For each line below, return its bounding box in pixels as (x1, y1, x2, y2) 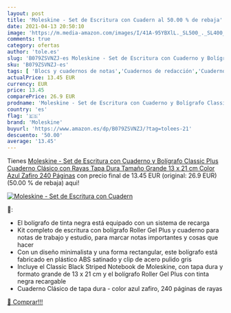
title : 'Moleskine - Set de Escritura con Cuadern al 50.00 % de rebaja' (7, 17, 223, 23)
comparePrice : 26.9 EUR (7, 94, 76, 100)
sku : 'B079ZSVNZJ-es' (7, 61, 69, 68)
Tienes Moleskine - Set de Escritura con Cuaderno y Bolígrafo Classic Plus (7, 157, 219, 165)
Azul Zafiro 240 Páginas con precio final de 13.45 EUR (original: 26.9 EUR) (7, 171, 217, 180)
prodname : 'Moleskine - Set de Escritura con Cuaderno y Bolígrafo (7, 100, 205, 107)
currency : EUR (7, 80, 48, 87)
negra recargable (16, 277, 67, 285)
